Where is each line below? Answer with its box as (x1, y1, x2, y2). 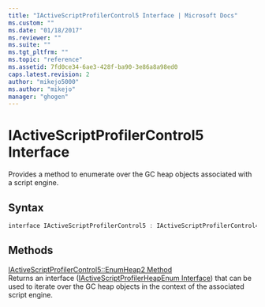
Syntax (8, 201, 44, 214)
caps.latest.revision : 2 (8, 70, 90, 78)
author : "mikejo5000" (8, 78, 80, 85)
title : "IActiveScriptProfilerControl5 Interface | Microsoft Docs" (8, 11, 238, 20)
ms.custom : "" (8, 19, 55, 27)
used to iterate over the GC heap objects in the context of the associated (8, 282, 244, 291)
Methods (8, 244, 54, 257)
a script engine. (8, 178, 59, 188)
